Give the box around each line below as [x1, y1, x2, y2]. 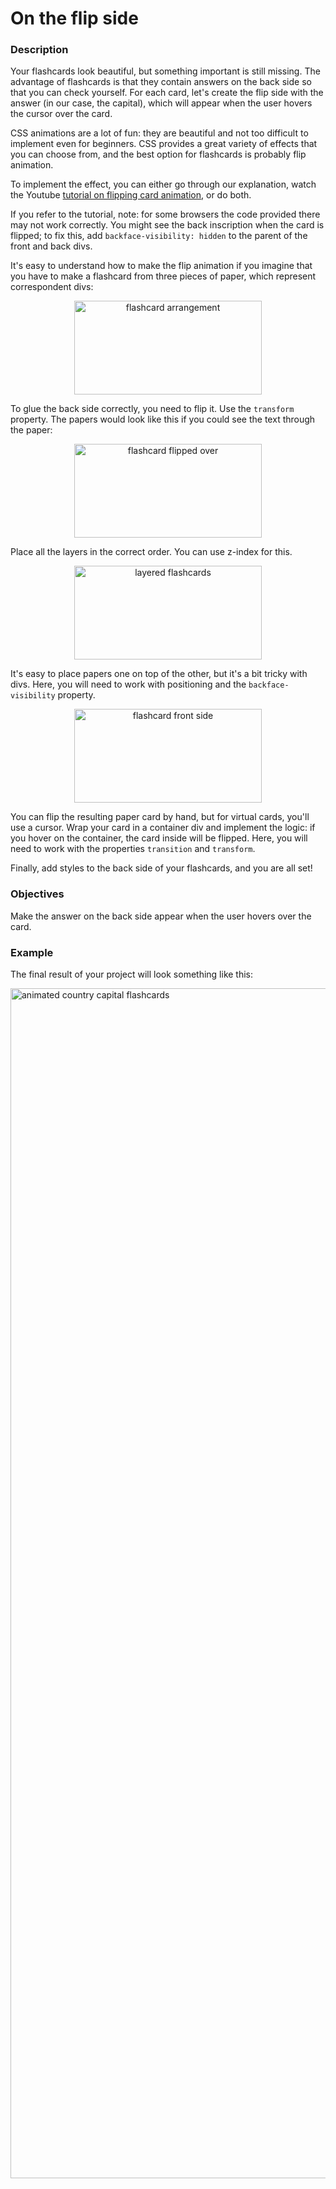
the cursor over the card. [10, 108, 113, 120]
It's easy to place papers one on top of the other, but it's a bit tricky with [10, 668, 308, 680]
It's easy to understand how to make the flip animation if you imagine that [10, 260, 313, 272]
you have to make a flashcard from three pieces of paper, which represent [10, 270, 317, 282]
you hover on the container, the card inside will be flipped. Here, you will [10, 832, 308, 844]
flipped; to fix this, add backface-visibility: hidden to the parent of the [10, 230, 308, 242]
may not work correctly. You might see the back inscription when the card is [10, 219, 325, 231]
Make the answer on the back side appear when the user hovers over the [10, 910, 312, 922]
